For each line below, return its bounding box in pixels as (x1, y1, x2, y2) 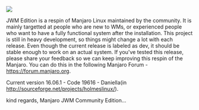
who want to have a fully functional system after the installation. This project (6, 30, 193, 36)
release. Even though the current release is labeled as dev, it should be (6, 42, 180, 49)
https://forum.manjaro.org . (6, 68, 71, 74)
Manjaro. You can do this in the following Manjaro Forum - (6, 61, 149, 68)
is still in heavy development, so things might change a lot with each (6, 36, 173, 43)
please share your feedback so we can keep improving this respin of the (6, 55, 183, 62)
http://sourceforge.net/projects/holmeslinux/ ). (6, 86, 119, 92)
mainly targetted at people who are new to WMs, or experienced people (6, 23, 182, 30)
